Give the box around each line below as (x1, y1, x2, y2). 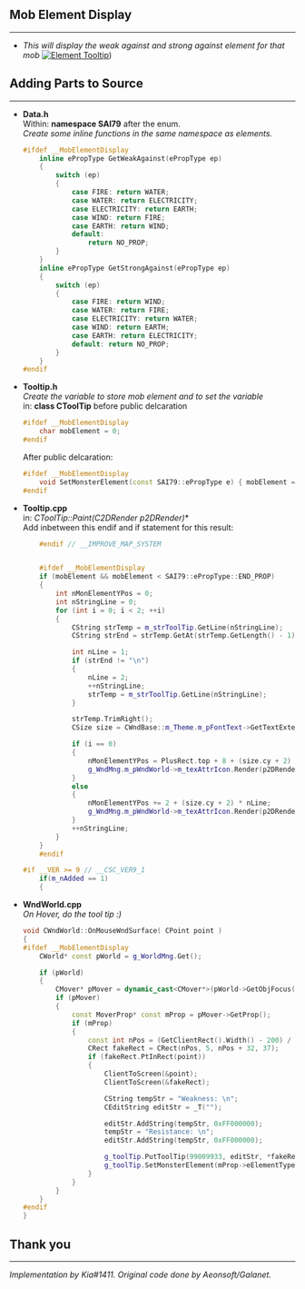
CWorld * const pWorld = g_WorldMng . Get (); (39, 951, 202, 961)
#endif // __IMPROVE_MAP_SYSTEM (39, 540, 162, 549)
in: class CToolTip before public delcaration (22, 401, 188, 411)
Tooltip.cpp (22, 502, 68, 513)
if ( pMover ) (55, 994, 101, 1003)
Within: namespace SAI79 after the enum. (22, 118, 181, 129)
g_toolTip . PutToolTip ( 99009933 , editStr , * (103, 1153, 271, 1162)
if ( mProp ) (71, 1018, 113, 1027)
